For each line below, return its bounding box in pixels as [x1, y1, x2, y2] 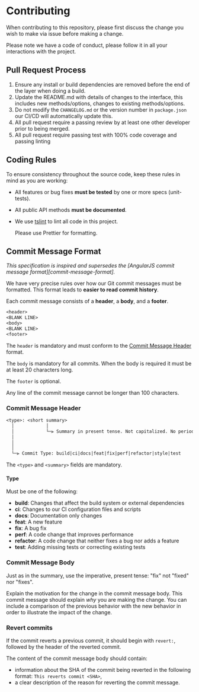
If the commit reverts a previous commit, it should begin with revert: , [6, 637, 176, 644]
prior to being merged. [14, 125, 70, 132]
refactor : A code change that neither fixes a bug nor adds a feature [14, 537, 179, 544]
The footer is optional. [6, 377, 61, 385]
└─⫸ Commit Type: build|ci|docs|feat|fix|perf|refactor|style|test [11, 450, 182, 456]
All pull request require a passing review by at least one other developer [14, 119, 191, 126]
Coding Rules [6, 155, 57, 165]
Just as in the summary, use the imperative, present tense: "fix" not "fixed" [6, 572, 190, 579]
